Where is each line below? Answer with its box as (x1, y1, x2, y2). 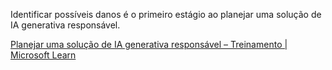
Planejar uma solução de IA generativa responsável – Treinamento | (10, 39, 288, 50)
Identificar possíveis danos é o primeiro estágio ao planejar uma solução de (10, 9, 322, 20)
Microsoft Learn (10, 49, 77, 61)
